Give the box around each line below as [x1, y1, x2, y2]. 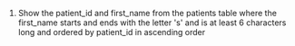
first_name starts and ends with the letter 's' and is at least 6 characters [17, 17, 287, 28]
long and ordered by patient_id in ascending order [17, 27, 206, 37]
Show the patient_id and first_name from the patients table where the [17, 8, 277, 18]
